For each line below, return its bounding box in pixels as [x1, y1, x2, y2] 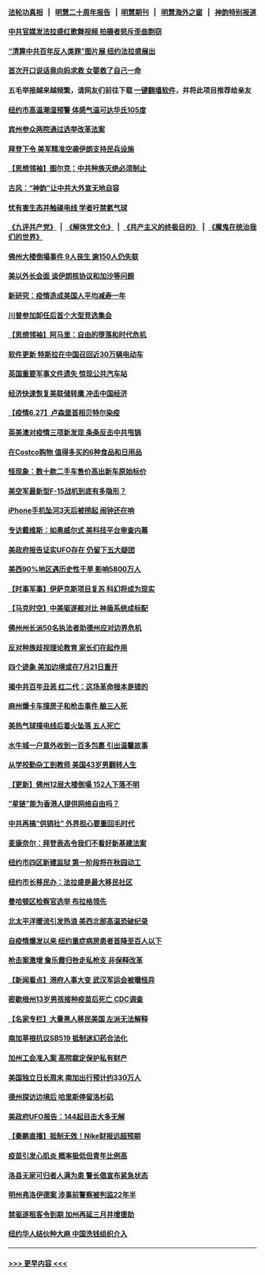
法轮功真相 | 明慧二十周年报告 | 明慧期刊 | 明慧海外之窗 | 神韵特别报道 [8, 7, 257, 17]
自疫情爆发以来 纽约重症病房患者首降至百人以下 [8, 936, 162, 946]
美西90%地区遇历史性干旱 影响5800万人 [8, 565, 141, 574]
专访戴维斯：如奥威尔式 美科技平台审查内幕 [8, 525, 148, 535]
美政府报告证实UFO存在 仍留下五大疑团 [8, 545, 136, 555]
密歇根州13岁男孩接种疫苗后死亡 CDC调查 [8, 995, 144, 1004]
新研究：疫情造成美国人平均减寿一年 [8, 291, 126, 300]
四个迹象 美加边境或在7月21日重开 [8, 662, 118, 671]
